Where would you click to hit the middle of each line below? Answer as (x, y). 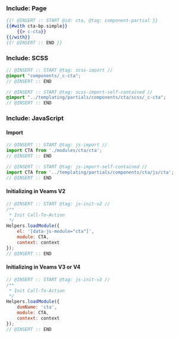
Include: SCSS (27, 58)
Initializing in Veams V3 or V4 (43, 267)
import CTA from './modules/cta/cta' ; (54, 151)
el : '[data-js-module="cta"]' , (56, 232)
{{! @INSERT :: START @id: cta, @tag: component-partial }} (82, 21)
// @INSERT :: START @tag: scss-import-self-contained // (79, 92)
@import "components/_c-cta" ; (44, 75)
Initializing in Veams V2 (36, 191)
